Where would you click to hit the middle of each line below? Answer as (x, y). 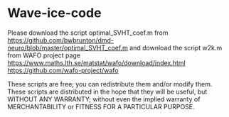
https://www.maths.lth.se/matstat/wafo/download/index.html (97, 62)
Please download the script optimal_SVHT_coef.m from (88, 33)
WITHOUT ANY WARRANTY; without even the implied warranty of (104, 99)
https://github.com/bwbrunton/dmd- (61, 40)
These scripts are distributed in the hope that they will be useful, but (107, 91)
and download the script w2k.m (176, 48)
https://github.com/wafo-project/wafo (63, 70)
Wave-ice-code (54, 13)
